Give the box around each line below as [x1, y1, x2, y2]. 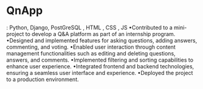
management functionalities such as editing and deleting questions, [6, 49, 176, 57]
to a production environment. [6, 76, 79, 83]
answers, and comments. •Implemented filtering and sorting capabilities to [6, 56, 193, 63]
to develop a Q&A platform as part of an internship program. [25, 30, 176, 37]
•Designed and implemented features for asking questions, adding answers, [6, 37, 198, 44]
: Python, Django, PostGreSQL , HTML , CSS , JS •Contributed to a [6, 24, 173, 31]
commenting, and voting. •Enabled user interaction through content [6, 43, 176, 51]
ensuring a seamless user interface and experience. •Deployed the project [6, 69, 193, 76]
